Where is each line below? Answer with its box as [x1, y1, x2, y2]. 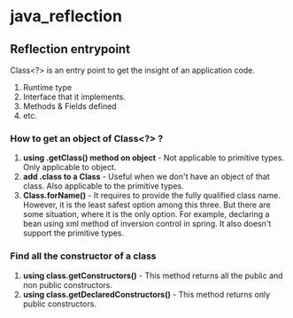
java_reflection [10, 6, 123, 27]
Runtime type [22, 82, 73, 92]
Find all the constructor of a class [10, 250, 158, 262]
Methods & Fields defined [22, 101, 118, 112]
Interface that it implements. [22, 91, 127, 102]
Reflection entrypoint [10, 42, 131, 57]
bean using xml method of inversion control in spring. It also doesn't [22, 219, 272, 229]
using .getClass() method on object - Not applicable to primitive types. [22, 152, 285, 163]
